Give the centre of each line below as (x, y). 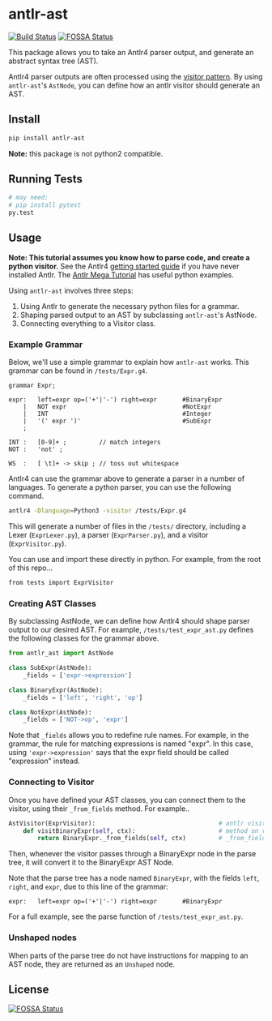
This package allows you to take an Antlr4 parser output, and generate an (131, 52)
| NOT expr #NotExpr (117, 407)
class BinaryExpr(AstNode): (56, 690)
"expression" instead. (45, 761)
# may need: (28, 198)
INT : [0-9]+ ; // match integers (85, 443)
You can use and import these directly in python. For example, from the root (135, 560)
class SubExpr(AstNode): (50, 668)
